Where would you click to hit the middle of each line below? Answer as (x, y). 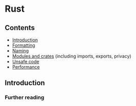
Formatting (23, 45)
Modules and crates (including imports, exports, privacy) (72, 56)
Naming (20, 51)
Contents (20, 28)
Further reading (24, 97)
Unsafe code (25, 61)
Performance (26, 67)
